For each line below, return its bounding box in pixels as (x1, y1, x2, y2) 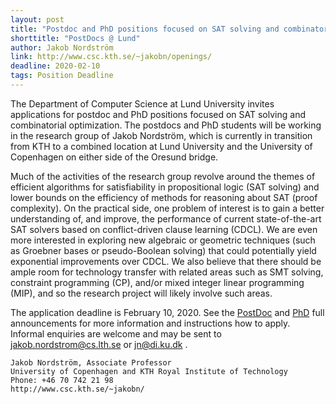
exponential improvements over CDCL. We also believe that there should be (10, 255, 322, 267)
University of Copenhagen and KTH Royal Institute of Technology (10, 366, 288, 376)
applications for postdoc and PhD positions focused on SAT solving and (10, 108, 306, 120)
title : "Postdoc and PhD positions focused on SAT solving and (10, 24, 280, 34)
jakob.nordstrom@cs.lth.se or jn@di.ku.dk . (10, 338, 188, 350)
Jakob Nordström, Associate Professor (10, 357, 172, 368)
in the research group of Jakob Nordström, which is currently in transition (10, 129, 313, 141)
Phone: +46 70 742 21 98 (10, 375, 114, 385)
